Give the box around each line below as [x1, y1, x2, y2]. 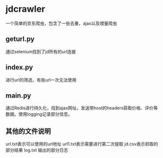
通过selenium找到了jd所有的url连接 [5, 48, 76, 55]
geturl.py [5, 35, 35, 43]
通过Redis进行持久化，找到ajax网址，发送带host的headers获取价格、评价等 [5, 105, 158, 111]
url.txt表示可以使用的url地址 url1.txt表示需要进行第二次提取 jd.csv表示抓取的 [5, 141, 159, 147]
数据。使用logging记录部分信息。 [5, 111, 73, 117]
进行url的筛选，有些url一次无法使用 [5, 77, 77, 83]
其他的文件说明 [5, 127, 51, 135]
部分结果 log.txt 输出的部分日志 [5, 147, 68, 153]
